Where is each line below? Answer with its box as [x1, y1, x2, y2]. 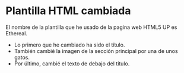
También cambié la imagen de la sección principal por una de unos [14, 47, 179, 54]
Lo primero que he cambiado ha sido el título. [14, 41, 125, 48]
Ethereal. [5, 29, 28, 36]
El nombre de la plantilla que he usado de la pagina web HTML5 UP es [5, 24, 177, 31]
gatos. [14, 54, 30, 61]
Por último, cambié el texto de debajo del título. [14, 60, 130, 67]
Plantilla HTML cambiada [5, 4, 131, 18]
